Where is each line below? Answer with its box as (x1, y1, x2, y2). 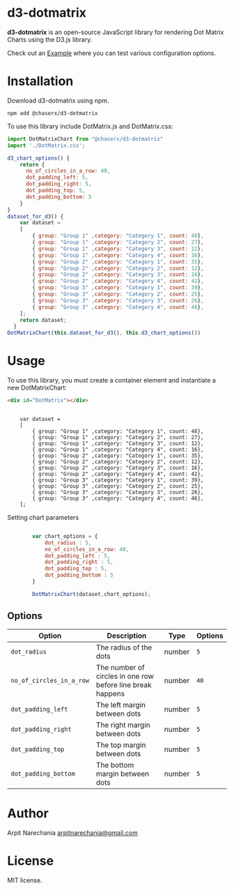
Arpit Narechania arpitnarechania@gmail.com (7, 828, 138, 837)
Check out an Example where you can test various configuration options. (7, 49, 217, 57)
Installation (7, 73, 74, 89)
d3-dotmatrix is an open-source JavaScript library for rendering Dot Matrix (7, 28, 224, 36)
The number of (96, 662, 145, 672)
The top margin (96, 740, 146, 750)
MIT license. (7, 876, 43, 884)
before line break (96, 680, 152, 689)
